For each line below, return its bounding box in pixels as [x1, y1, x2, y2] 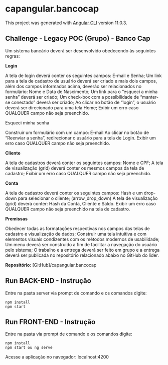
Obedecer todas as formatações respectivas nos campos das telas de [5, 225, 150, 232]
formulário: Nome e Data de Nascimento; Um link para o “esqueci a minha [5, 89, 158, 95]
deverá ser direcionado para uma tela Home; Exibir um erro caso [5, 104, 139, 111]
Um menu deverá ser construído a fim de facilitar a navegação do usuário [5, 241, 157, 247]
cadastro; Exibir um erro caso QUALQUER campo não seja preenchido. [5, 170, 151, 176]
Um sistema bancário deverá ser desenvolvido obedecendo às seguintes [5, 47, 156, 53]
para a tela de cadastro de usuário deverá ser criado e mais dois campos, [5, 78, 157, 84]
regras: [5, 53, 20, 59]
